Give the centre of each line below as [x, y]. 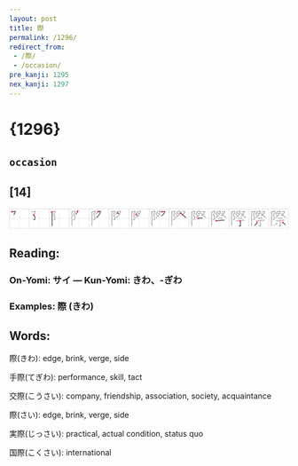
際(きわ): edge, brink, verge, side [69, 359]
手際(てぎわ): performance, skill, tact [76, 377]
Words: [30, 336]
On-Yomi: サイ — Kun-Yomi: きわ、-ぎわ [96, 280]
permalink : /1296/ [43, 37]
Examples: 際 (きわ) [52, 306]
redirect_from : [37, 47]
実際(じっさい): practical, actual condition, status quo [106, 434]
